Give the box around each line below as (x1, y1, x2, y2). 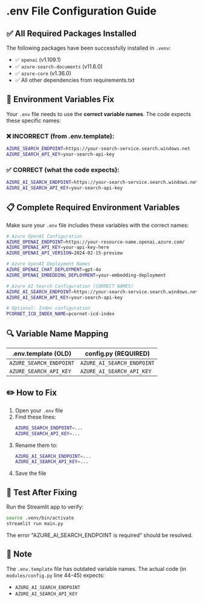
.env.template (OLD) (11, 350, 71, 358)
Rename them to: (14, 442, 58, 449)
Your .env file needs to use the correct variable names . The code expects (6, 110, 192, 117)
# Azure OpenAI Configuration (6, 233, 83, 240)
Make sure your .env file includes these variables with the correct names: (6, 221, 189, 229)
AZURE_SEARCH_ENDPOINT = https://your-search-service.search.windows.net (6, 146, 190, 152)
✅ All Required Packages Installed (6, 28, 137, 39)
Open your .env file (14, 406, 63, 414)
